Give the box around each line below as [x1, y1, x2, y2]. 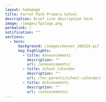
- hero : [9, 39, 25, 44]
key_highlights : [18, 48, 51, 53]
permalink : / [5, 25, 32, 30]
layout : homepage [5, 7, 41, 12]
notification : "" [5, 30, 41, 35]
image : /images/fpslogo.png [5, 21, 63, 26]
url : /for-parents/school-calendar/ [26, 76, 102, 80]
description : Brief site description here [5, 16, 93, 21]
